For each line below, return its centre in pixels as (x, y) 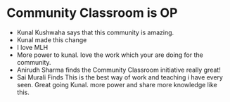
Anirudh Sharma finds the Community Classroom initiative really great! (119, 70)
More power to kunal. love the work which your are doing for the (110, 55)
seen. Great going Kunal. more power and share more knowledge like (117, 84)
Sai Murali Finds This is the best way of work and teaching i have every (120, 77)
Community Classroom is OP (92, 13)
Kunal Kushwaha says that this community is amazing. (95, 32)
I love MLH (32, 47)
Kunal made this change (52, 39)
